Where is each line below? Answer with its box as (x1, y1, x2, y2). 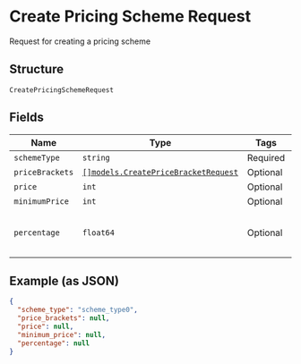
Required (246, 151, 286, 164)
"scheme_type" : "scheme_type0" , (17, 306, 139, 315)
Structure (9, 62, 64, 77)
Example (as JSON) (9, 273, 119, 288)
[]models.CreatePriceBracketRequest (82, 167, 239, 177)
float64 (82, 227, 115, 238)
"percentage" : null (17, 338, 90, 348)
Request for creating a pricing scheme (9, 36, 150, 47)
